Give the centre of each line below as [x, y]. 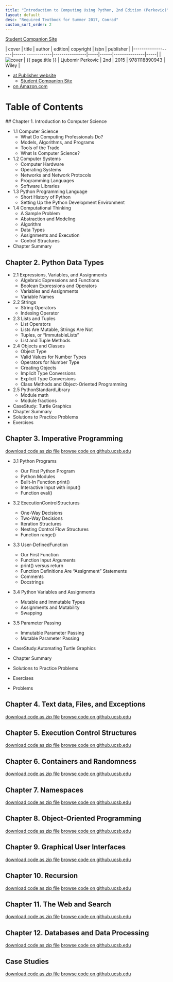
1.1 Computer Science [36, 131]
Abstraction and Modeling [48, 219]
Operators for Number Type [50, 362]
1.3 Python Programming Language [50, 191]
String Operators [38, 308]
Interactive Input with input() [50, 487]
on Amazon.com [30, 86]
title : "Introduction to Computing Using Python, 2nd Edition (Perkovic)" [87, 10]
